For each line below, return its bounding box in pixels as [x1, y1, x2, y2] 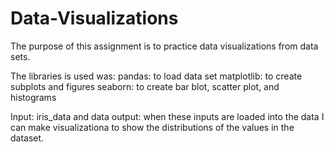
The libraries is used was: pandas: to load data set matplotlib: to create [10, 70, 303, 82]
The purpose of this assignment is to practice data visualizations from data [10, 40, 319, 52]
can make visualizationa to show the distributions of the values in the [10, 121, 295, 133]
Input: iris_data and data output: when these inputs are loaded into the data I [10, 110, 325, 122]
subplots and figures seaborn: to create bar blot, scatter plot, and [10, 80, 280, 92]
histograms [10, 91, 57, 103]
